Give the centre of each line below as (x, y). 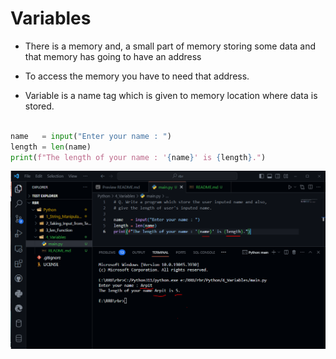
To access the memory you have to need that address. (137, 76)
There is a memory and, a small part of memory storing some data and (170, 46)
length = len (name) (51, 147)
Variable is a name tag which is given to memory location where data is (171, 95)
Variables (51, 18)
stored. (39, 106)
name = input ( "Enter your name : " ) (91, 136)
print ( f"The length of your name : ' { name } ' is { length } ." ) (138, 157)
